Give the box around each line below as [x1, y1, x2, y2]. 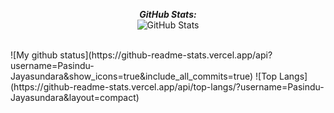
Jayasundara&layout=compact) [10, 92, 140, 103]
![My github [10, 49, 58, 61]
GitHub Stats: [139, 9, 197, 20]
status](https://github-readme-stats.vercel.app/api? [59, 49, 273, 61]
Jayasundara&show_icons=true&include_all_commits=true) [10, 70, 254, 82]
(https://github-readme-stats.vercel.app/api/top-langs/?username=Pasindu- [10, 81, 325, 93]
